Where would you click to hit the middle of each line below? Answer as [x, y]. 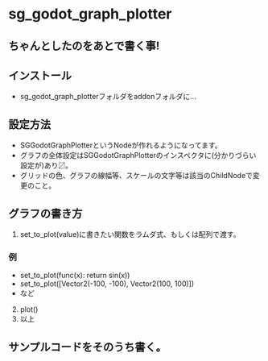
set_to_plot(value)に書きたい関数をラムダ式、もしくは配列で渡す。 [130, 234]
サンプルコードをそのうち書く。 [87, 347]
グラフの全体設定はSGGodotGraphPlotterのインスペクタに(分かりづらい [138, 156]
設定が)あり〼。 [46, 165]
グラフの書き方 [45, 213]
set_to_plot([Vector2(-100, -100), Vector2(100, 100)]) [107, 284]
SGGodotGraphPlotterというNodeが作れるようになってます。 [121, 145]
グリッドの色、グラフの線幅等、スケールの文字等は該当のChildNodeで [136, 176]
